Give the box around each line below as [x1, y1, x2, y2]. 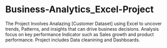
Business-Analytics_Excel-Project [5, 4, 154, 15]
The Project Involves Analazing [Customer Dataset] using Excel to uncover [5, 20, 162, 27]
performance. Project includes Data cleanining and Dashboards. [5, 37, 140, 43]
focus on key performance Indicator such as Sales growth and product [5, 31, 154, 37]
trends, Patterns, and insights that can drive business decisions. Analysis [5, 26, 159, 32]
